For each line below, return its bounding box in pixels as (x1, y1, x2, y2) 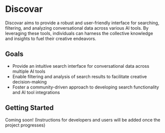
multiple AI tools (12, 68, 46, 74)
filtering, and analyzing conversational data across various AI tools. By (5, 25, 149, 31)
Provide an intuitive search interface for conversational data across (12, 63, 150, 69)
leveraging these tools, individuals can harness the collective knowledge (5, 30, 154, 36)
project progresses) (5, 122, 46, 128)
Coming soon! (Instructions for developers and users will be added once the (5, 117, 161, 123)
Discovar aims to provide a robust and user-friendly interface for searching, (5, 20, 160, 26)
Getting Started (5, 104, 54, 112)
